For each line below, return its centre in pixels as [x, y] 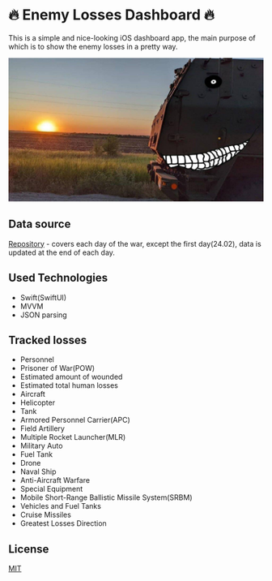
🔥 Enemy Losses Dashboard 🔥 [111, 15]
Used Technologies [58, 278]
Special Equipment [51, 489]
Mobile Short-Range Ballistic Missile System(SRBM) [106, 497]
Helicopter [37, 402]
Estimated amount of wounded [71, 377]
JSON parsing [43, 315]
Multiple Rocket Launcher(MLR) [73, 437]
